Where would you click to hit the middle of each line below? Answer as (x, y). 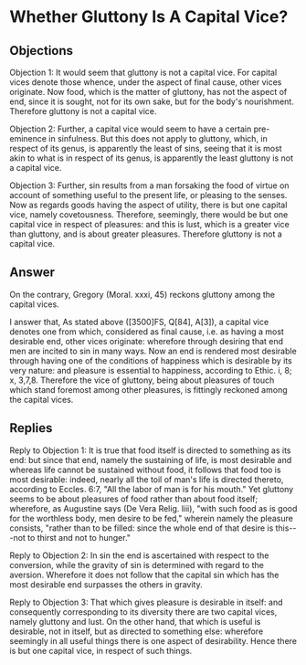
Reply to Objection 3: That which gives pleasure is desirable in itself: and (146, 602)
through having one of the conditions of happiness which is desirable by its (151, 360)
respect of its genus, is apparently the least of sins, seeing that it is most (146, 148)
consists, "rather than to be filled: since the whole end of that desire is (142, 528)
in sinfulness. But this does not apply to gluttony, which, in (158, 138)
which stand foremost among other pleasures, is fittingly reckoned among (148, 389)
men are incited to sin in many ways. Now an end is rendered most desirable (153, 351)
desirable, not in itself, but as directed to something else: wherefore (137, 631)
